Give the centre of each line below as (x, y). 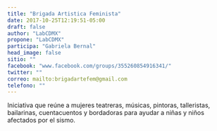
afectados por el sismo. (42, 120)
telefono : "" (26, 85)
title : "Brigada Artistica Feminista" (64, 14)
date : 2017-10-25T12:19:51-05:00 (56, 20)
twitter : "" (25, 72)
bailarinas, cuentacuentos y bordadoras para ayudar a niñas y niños (106, 113)
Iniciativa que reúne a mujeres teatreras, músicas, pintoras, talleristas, (109, 105)
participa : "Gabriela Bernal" (52, 46)
